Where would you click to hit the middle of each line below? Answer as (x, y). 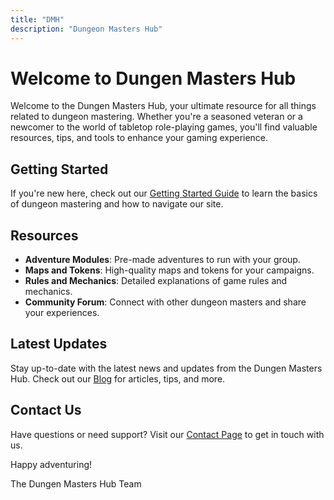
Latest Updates (59, 344)
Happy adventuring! (51, 464)
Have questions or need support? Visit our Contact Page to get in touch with (167, 434)
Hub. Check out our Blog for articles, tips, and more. (118, 378)
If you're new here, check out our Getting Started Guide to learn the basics (164, 193)
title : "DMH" (37, 19)
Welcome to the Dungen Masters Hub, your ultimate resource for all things (163, 106)
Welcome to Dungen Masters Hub (153, 78)
